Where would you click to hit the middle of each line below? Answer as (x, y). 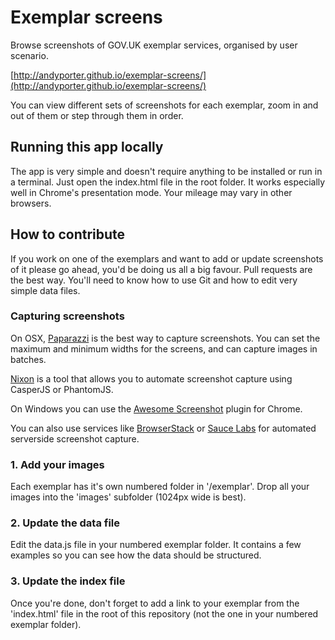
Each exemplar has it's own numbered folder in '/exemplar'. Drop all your (160, 487)
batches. (28, 359)
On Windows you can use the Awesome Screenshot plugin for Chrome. (156, 408)
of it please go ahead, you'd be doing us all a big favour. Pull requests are (161, 269)
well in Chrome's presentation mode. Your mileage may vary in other (151, 192)
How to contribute (68, 234)
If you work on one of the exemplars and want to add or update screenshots (167, 258)
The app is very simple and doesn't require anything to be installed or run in (166, 171)
